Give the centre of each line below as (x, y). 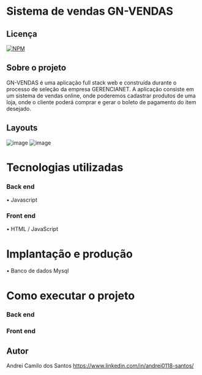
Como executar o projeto (71, 296)
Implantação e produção (69, 254)
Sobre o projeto (36, 68)
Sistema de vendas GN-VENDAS (90, 11)
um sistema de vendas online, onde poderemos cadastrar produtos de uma (101, 96)
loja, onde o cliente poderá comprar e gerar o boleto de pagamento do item (101, 102)
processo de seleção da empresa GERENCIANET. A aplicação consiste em (100, 89)
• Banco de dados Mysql (38, 271)
